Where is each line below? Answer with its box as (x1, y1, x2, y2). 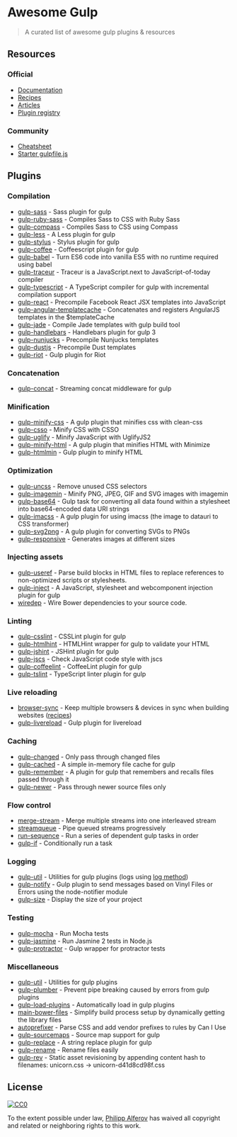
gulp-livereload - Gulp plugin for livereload (17, 718, 142, 727)
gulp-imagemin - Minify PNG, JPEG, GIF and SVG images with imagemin (17, 490, 229, 498)
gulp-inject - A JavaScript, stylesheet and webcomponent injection (17, 583, 214, 592)
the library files (17, 1015, 62, 1024)
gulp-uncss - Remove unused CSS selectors (17, 482, 147, 490)
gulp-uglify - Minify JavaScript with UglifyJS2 (17, 433, 151, 441)
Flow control (7, 800, 52, 810)
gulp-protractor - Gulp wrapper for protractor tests (17, 944, 166, 953)
